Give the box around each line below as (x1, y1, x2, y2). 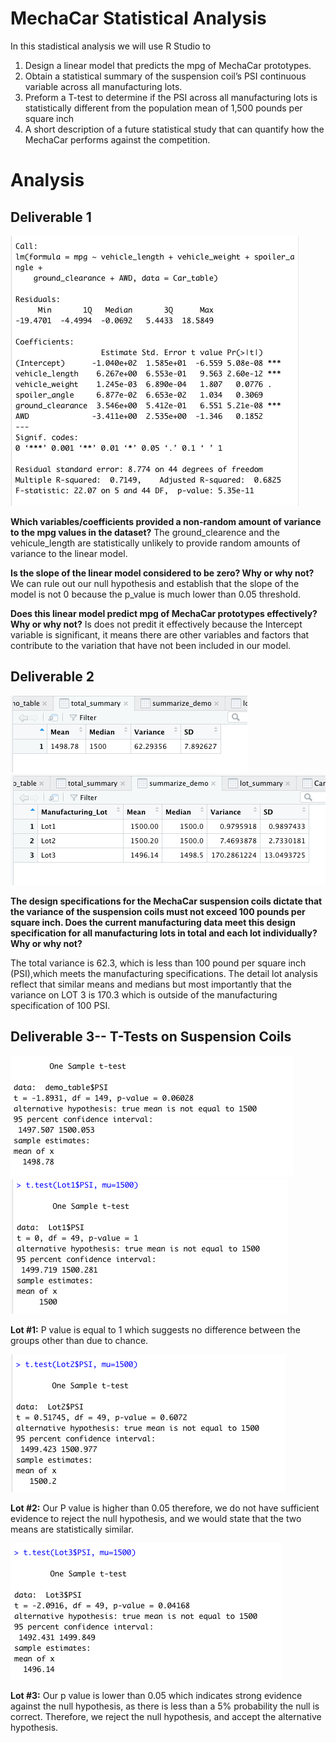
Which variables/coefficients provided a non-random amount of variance (10, 515, 322, 527)
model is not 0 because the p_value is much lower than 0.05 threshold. (10, 588, 301, 600)
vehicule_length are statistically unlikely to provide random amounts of (10, 537, 301, 549)
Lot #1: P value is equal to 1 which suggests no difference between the (10, 1323, 301, 1336)
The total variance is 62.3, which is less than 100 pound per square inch (10, 957, 307, 969)
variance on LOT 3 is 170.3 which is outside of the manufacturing (10, 988, 278, 1001)
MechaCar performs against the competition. (24, 133, 211, 146)
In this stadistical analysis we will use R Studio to (10, 40, 212, 52)
